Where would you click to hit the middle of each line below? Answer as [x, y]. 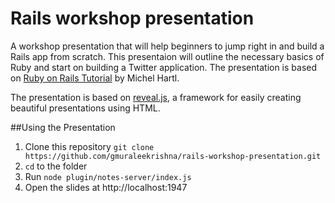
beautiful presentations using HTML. [85, 108]
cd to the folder [56, 166]
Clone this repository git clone [89, 146]
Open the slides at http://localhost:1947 [106, 187]
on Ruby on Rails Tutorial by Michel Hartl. [95, 78]
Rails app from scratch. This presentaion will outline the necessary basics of [167, 56]
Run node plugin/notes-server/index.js [108, 176]
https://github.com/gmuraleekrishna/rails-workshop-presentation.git [173, 156]
